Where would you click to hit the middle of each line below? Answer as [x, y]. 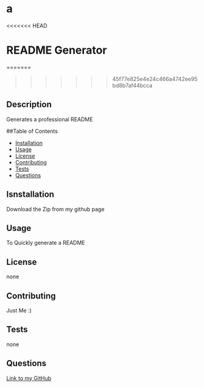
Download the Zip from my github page [55, 209]
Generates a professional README [50, 119]
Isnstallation [30, 195]
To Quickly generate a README [46, 243]
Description [29, 104]
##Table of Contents [32, 131]
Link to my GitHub [29, 378]
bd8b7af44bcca [132, 85]
